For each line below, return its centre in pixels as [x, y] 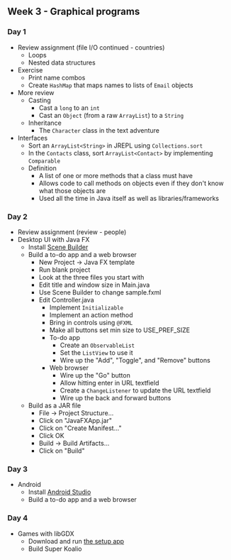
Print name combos [57, 77]
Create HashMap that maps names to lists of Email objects [111, 85]
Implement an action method [91, 314]
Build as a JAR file [55, 405]
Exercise [30, 70]
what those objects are [72, 190]
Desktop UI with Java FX [53, 239]
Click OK [52, 435]
